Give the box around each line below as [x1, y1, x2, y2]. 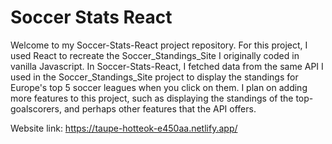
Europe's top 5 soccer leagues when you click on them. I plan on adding [10, 81, 308, 93]
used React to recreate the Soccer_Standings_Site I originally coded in [10, 49, 300, 61]
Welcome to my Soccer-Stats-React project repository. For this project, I [10, 39, 308, 51]
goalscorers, [10, 102, 63, 115]
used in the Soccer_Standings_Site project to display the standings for [10, 71, 299, 83]
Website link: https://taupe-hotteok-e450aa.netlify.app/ [10, 122, 238, 134]
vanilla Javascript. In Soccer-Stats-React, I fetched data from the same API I [10, 60, 324, 72]
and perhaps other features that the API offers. [63, 102, 257, 115]
